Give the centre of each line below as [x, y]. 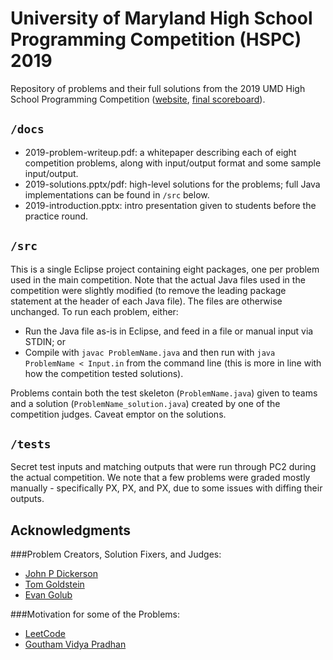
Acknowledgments [71, 530]
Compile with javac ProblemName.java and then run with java [150, 352]
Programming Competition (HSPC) [156, 39]
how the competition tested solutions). [104, 373]
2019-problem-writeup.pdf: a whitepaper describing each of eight [160, 152]
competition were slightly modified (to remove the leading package [148, 290]
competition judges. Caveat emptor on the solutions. [118, 414]
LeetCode [45, 634]
